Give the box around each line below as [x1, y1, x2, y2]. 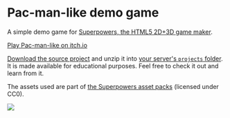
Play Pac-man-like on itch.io [7, 41, 88, 49]
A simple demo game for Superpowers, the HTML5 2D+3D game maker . [7, 28, 213, 36]
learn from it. [7, 69, 44, 77]
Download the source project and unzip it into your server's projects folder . [7, 54, 223, 63]
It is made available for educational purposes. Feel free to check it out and [7, 61, 219, 70]
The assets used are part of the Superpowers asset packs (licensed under [7, 82, 220, 90]
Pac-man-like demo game [7, 5, 159, 21]
